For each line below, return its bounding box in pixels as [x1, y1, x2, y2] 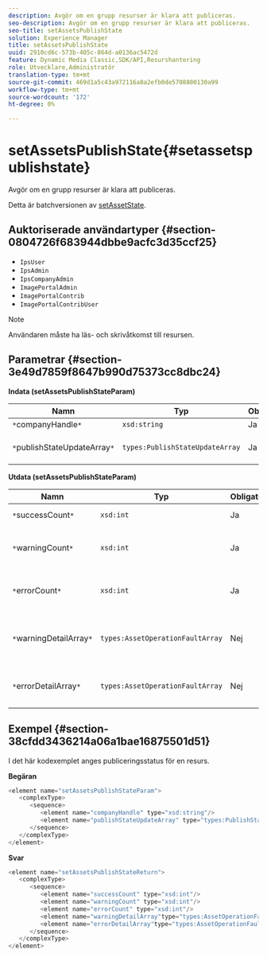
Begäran [8, 771, 37, 780]
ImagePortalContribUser [19, 300, 99, 309]
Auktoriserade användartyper [8, 224, 160, 237]
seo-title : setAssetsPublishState [8, 26, 123, 34]
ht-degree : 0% [8, 100, 56, 108]
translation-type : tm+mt [8, 71, 91, 79]
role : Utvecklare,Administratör [8, 64, 115, 72]
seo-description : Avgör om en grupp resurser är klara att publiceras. [8, 19, 250, 27]
